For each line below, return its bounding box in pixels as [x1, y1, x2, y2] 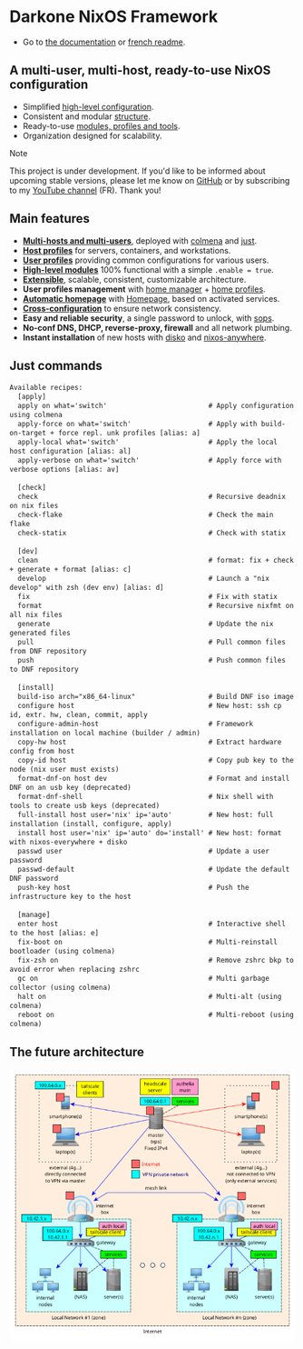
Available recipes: [9, 384, 83, 393]
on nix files [9, 502, 59, 511]
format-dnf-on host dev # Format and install [17, 774, 290, 784]
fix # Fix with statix [17, 593, 279, 602]
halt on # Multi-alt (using [17, 993, 282, 1002]
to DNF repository [9, 665, 79, 674]
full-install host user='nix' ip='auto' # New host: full [17, 811, 274, 820]
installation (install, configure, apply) [9, 820, 172, 829]
